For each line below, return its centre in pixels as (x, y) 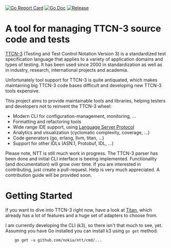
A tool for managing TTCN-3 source (83, 29)
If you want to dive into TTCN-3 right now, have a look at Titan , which (79, 210)
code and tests (38, 40)
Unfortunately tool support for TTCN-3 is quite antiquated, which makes (81, 80)
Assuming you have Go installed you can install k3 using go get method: (82, 231)
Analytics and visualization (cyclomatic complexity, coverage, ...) (81, 132)
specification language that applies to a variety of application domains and (84, 59)
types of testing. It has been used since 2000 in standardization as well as (84, 65)
